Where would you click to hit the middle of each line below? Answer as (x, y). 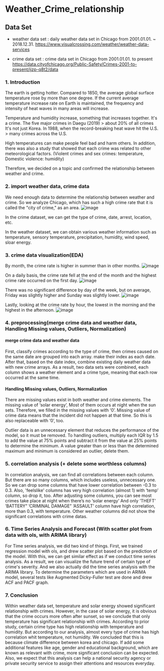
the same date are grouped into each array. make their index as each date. (80, 357)
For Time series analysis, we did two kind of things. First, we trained (74, 546)
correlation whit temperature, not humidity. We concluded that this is (74, 637)
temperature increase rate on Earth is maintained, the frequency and (74, 103)
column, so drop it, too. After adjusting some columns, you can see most (79, 496)
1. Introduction (23, 82)
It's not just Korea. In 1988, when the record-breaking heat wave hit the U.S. (82, 128)
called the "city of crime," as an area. (42, 207)
